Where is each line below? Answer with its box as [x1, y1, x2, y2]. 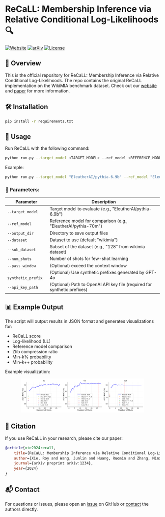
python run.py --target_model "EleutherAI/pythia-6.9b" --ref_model [5, 174, 148, 180]
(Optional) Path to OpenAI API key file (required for [50, 282, 152, 287]
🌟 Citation [5, 422, 36, 431]
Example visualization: [5, 369, 51, 374]
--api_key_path [7, 285, 38, 290]
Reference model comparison [12, 344, 73, 349]
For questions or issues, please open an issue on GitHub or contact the [5, 501, 149, 507]
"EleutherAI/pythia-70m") [50, 223, 103, 229]
